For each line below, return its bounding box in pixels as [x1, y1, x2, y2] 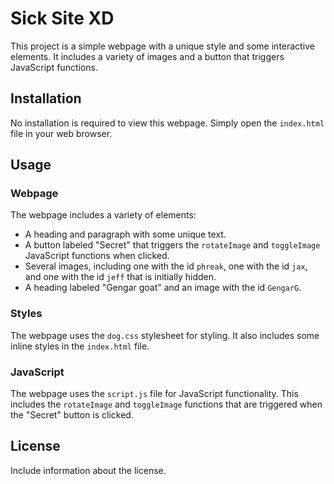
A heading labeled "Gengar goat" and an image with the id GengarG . [24, 282, 302, 294]
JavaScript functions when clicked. [24, 250, 170, 262]
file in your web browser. [10, 127, 113, 139]
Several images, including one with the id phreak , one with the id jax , [24, 260, 308, 272]
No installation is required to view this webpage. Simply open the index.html [10, 117, 325, 129]
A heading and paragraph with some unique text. [24, 228, 227, 241]
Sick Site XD [10, 7, 115, 30]
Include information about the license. [10, 464, 167, 476]
